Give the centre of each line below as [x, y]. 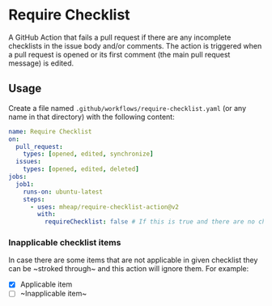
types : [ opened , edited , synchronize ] [88, 154]
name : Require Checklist [50, 131]
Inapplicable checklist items [65, 243]
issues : [29, 162]
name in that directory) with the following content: [92, 117]
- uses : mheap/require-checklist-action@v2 [104, 207]
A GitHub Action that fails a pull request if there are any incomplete [120, 37]
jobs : [17, 176]
